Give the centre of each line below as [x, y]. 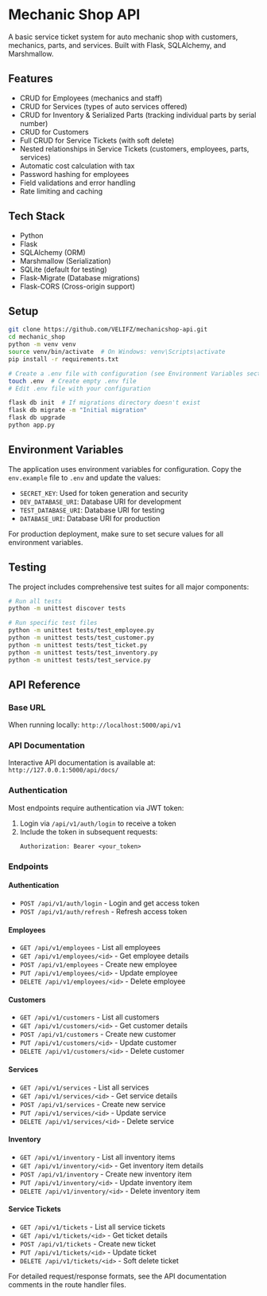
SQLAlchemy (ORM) [52, 252]
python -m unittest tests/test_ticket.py [78, 645]
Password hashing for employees [74, 174]
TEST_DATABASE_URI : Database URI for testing [92, 510]
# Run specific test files [53, 623]
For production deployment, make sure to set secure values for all [116, 534]
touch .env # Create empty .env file [72, 381]
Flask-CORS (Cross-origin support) [77, 286]
